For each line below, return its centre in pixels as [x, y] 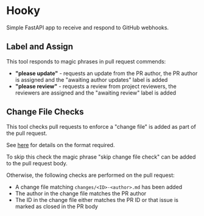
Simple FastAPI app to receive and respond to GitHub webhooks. [88, 27]
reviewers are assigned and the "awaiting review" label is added [96, 93]
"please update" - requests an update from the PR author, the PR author [106, 73]
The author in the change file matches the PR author [81, 193]
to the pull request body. [37, 163]
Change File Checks [45, 112]
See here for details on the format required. [61, 145]
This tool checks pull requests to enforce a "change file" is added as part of [101, 126]
